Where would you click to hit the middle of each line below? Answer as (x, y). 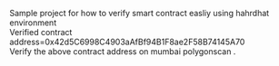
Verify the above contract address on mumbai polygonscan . (123, 52)
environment (33, 23)
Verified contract (41, 32)
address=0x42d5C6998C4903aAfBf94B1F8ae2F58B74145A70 (127, 42)
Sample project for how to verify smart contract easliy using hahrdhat (139, 13)
